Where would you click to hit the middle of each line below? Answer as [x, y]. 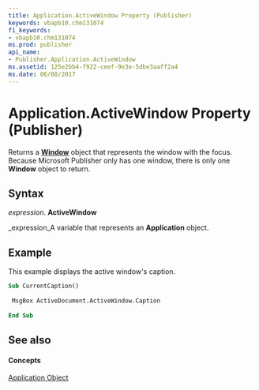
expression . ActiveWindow [53, 212]
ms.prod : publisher [40, 45]
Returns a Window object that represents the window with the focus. [120, 152]
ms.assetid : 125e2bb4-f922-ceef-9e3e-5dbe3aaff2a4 [93, 67]
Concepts [24, 360]
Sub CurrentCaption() [44, 286]
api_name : [24, 52]
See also [30, 340]
